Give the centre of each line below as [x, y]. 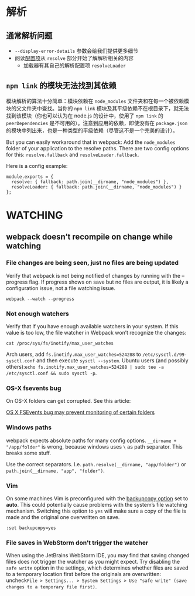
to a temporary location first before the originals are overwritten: [83, 574]
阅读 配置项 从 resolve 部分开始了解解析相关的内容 [74, 58]
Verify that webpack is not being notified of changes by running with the [93, 275]
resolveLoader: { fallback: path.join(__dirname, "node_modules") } [97, 187]
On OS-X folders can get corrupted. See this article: [69, 401]
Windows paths [29, 427]
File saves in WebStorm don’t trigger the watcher [77, 543]
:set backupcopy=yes [31, 528]
